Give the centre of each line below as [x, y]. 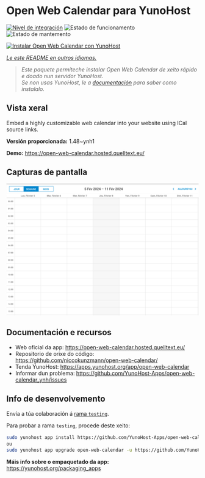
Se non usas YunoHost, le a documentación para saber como [99, 82]
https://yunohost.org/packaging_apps [54, 468]
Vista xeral [27, 108]
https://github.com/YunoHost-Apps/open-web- [135, 373]
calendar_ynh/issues [41, 380]
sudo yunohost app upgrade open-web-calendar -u [69, 450]
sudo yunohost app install [41, 437]
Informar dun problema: [45, 373]
